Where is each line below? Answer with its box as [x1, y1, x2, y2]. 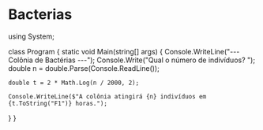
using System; [8, 32, 55, 41]
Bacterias [8, 6, 73, 24]
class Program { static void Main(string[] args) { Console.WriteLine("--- [8, 46, 240, 56]
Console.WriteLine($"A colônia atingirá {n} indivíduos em [8, 92, 207, 100]
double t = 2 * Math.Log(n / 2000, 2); [8, 79, 140, 87]
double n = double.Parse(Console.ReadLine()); [8, 63, 160, 72]
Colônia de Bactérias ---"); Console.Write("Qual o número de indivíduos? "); [8, 55, 255, 65]
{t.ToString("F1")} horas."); [8, 99, 108, 107]
